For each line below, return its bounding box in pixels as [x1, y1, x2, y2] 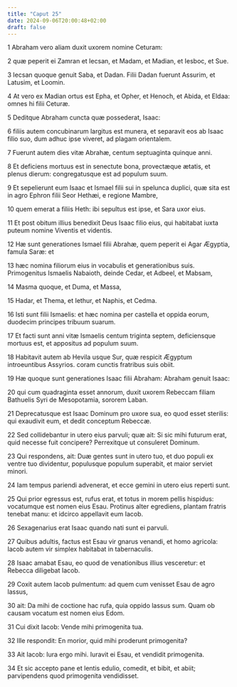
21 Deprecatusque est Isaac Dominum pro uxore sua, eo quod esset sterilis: [7, 410, 229, 418]
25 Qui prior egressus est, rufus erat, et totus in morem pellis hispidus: [7, 495, 214, 504]
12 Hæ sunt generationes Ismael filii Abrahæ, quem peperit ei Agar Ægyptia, [7, 240, 230, 249]
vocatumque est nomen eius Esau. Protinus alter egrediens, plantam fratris [7, 502, 226, 511]
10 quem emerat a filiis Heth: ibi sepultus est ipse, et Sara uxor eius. [7, 205, 206, 213]
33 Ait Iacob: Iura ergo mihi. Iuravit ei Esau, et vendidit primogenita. [7, 650, 205, 659]
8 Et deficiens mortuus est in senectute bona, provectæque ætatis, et [7, 162, 211, 171]
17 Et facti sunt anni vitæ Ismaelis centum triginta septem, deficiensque [7, 331, 216, 340]
